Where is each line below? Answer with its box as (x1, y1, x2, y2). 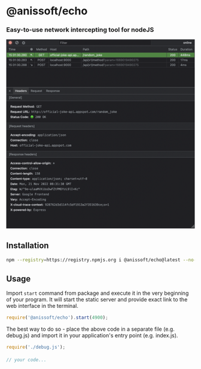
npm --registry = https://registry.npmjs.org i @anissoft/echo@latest (6, 257, 181, 263)
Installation (6, 240, 49, 250)
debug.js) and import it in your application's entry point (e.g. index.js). (6, 331, 178, 339)
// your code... (6, 356, 47, 363)
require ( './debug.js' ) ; (6, 344, 66, 350)
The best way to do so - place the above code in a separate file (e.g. (6, 325, 175, 332)
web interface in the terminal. (6, 302, 79, 309)
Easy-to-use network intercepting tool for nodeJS (6, 26, 154, 34)
